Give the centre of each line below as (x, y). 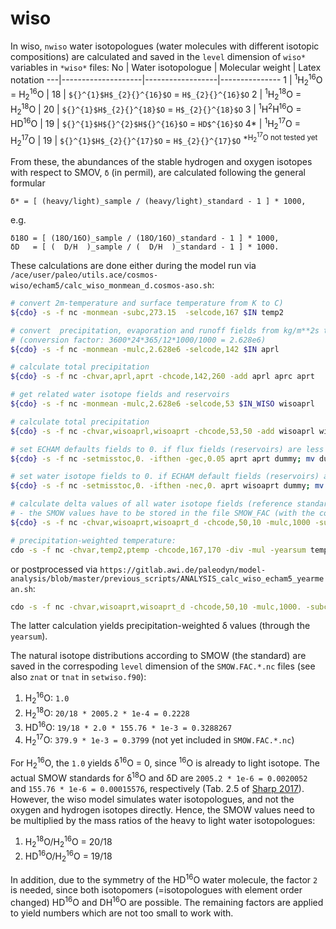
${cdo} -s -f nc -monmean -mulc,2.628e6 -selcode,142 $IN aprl (145, 349)
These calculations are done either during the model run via (133, 266)
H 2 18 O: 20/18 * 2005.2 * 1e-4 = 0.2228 (107, 713)
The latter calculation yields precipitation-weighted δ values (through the (160, 626)
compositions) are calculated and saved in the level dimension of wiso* (158, 56)
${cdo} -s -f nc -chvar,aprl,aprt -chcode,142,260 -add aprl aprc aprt (162, 377)
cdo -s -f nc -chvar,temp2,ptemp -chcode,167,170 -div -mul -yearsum (158, 550)
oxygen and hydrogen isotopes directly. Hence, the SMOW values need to (162, 809)
